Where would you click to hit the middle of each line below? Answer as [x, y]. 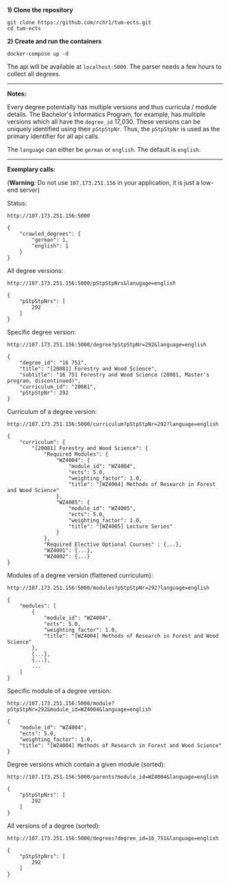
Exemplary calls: [31, 169]
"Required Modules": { [76, 454]
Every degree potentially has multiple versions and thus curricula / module [112, 107]
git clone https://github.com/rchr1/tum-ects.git [79, 23]
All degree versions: [35, 270]
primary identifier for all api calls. [54, 136]
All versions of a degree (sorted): [54, 826]
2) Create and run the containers [54, 41]
